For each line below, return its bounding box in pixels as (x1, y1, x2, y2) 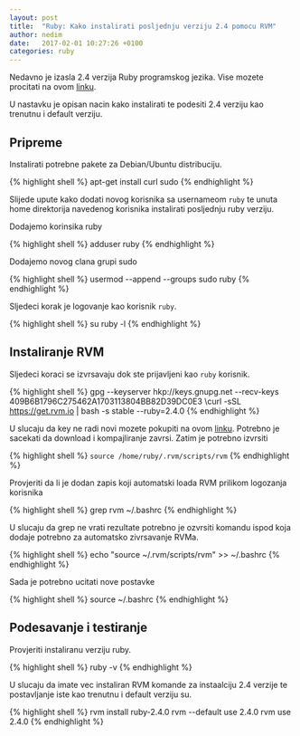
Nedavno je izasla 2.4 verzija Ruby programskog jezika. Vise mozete (9, 72, 264, 82)
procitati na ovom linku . (9, 81, 97, 92)
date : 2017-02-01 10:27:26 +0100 (9, 38, 144, 48)
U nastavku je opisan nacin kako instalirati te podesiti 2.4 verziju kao (9, 99, 264, 110)
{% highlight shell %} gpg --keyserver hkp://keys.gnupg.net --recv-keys (9, 386, 279, 397)
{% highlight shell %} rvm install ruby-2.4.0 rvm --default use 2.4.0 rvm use (9, 706, 292, 717)
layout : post (9, 13, 59, 23)
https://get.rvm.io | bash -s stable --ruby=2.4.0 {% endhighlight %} (9, 405, 260, 416)
